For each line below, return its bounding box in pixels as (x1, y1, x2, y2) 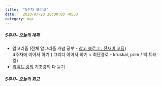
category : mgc (5, 16, 34, 21)
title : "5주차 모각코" (5, 7, 49, 12)
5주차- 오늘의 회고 (5, 76, 40, 82)
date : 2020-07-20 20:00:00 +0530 (5, 12, 78, 17)
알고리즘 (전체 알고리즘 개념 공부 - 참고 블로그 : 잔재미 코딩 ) (12, 45, 127, 52)
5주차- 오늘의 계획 (5, 32, 40, 38)
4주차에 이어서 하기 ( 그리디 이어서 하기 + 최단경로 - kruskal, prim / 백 (12, 52, 148, 57)
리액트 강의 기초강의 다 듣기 (12, 64, 65, 70)
